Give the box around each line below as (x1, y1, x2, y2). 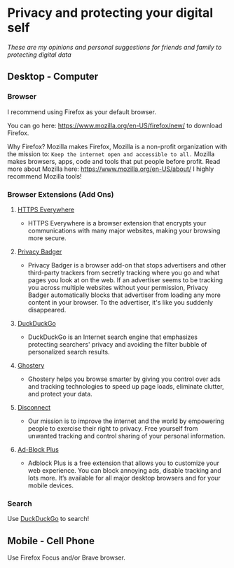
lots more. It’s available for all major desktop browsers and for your (27, 473, 221, 482)
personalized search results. (27, 347, 110, 356)
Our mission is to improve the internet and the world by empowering (27, 417, 225, 425)
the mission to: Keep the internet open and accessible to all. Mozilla (7, 149, 215, 158)
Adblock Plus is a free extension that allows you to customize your (27, 459, 219, 467)
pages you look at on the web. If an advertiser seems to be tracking (27, 275, 223, 284)
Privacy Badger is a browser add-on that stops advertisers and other (27, 261, 226, 269)
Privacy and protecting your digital (7, 5, 214, 21)
